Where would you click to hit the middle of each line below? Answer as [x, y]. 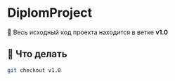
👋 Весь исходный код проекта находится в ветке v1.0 [88, 32]
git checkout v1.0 [34, 70]
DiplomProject [50, 13]
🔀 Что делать [38, 54]
